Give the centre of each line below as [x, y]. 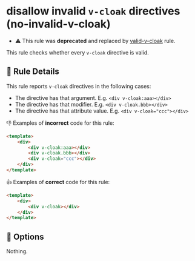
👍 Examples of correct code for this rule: [58, 182]
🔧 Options [25, 236]
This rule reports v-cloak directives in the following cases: [79, 86]
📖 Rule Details [33, 72]
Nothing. [17, 251]
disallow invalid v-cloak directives [93, 11]
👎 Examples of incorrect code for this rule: [60, 123]
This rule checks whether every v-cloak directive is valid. [78, 52]
